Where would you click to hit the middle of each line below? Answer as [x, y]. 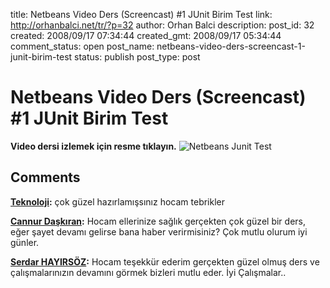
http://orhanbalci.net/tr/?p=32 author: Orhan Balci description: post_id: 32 [162, 25]
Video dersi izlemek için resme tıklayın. [93, 146]
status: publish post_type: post [137, 57]
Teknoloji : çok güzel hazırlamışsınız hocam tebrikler [118, 201]
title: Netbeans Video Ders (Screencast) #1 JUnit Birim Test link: [141, 14]
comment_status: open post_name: [82, 46]
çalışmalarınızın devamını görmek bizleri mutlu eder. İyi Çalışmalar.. [148, 272]
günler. [25, 242]
